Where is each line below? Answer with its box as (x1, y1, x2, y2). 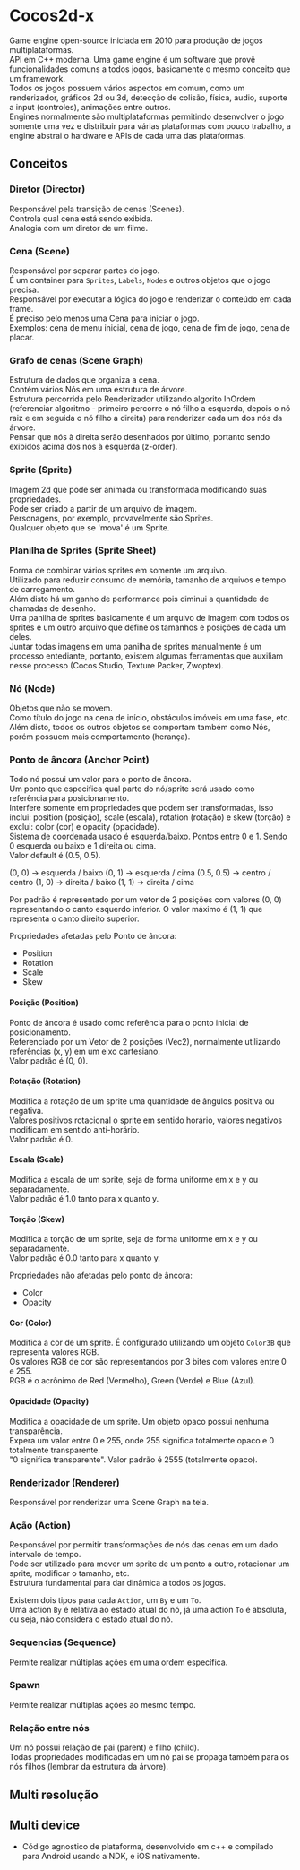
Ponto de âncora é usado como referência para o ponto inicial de (9, 1017, 249, 1028)
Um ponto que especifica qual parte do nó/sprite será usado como (9, 783, 255, 794)
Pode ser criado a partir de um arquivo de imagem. (9, 503, 197, 513)
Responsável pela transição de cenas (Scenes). (9, 203, 185, 214)
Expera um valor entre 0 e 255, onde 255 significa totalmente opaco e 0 (9, 1435, 275, 1445)
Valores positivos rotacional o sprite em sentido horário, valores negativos (9, 1115, 283, 1125)
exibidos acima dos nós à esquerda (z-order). (9, 441, 178, 452)
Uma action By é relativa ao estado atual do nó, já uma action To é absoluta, (9, 1605, 287, 1616)
